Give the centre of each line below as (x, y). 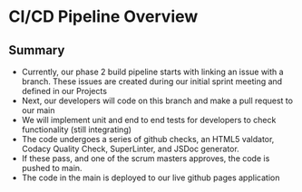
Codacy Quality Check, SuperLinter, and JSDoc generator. (130, 149)
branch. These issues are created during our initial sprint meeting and (152, 82)
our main (38, 110)
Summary (37, 50)
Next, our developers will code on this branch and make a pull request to (157, 101)
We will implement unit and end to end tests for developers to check (149, 120)
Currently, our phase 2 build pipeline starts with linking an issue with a (152, 72)
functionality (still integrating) (77, 130)
